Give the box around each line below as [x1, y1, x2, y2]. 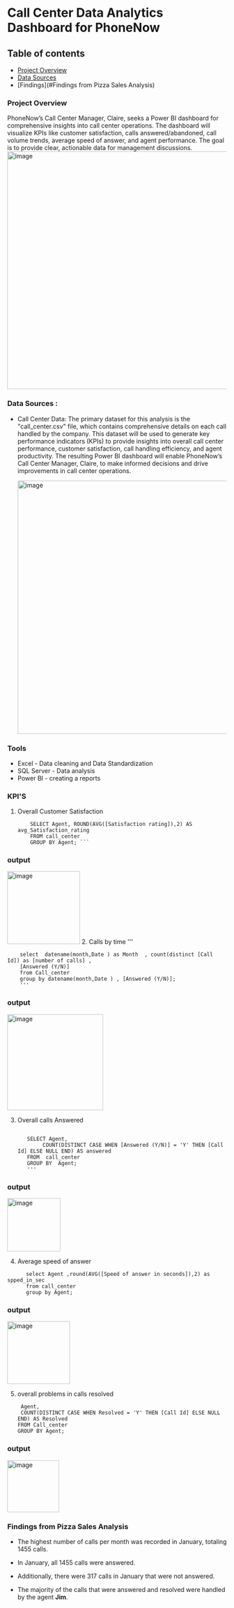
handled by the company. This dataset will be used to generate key [17, 429, 210, 437]
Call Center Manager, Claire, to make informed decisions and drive [17, 459, 209, 467]
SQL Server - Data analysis [17, 766, 95, 775]
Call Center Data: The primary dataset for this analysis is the [17, 414, 190, 423]
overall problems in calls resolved [17, 1390, 114, 1398]
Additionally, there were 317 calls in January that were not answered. [17, 1572, 215, 1580]
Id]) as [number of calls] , [7, 957, 92, 964]
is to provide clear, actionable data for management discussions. [7, 144, 193, 152]
